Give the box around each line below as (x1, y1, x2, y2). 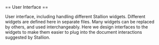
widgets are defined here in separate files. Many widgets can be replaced (5, 19, 155, 24)
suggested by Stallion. (5, 34, 50, 40)
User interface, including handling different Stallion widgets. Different (5, 14, 146, 19)
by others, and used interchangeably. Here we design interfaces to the (5, 24, 149, 30)
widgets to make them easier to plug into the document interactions (5, 29, 142, 35)
